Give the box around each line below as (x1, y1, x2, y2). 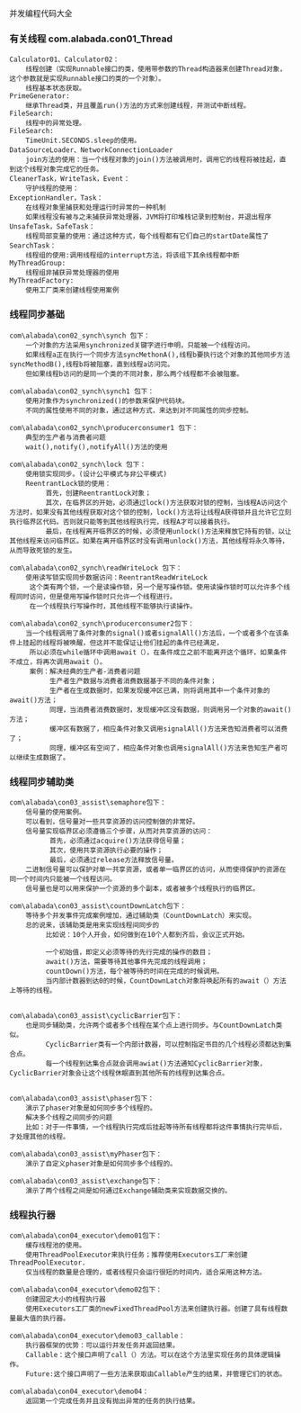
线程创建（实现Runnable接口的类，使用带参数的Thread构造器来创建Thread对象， (25, 65, 287, 74)
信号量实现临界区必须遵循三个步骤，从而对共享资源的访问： (25, 826, 213, 835)
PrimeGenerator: (9, 92, 70, 101)
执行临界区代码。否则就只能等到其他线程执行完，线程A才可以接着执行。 (9, 517, 235, 526)
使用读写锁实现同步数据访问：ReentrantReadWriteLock (25, 572, 208, 582)
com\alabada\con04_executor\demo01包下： (9, 1231, 163, 1240)
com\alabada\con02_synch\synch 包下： (9, 331, 151, 340)
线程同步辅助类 (9, 775, 75, 787)
